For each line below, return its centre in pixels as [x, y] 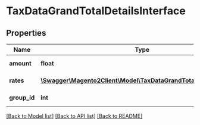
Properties [26, 33]
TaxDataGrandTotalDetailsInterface [96, 11]
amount [20, 63]
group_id [22, 98]
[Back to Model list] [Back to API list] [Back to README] [74, 116]
